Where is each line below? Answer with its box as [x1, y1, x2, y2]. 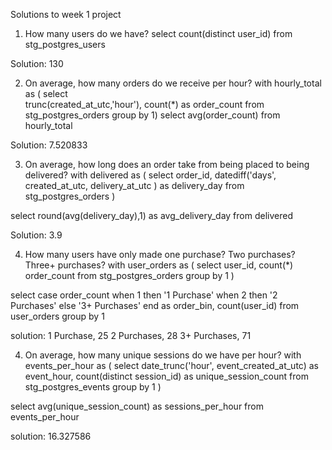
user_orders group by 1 [10, 310, 105, 322]
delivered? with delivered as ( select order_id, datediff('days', [24, 169, 277, 181]
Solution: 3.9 [10, 229, 63, 241]
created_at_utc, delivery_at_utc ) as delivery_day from [24, 180, 245, 191]
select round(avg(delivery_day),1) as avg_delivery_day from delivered [10, 210, 293, 221]
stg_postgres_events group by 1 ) [24, 381, 162, 393]
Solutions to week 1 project [10, 9, 122, 20]
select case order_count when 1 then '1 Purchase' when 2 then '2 [10, 289, 278, 301]
